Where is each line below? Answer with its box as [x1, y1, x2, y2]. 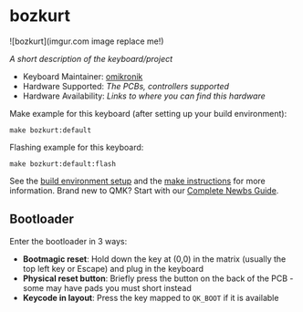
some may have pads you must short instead [22, 282, 192, 293]
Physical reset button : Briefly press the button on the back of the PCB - [22, 273, 294, 284]
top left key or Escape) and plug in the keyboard [22, 263, 204, 274]
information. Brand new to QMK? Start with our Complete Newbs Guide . [9, 184, 279, 196]
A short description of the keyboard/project [9, 53, 173, 64]
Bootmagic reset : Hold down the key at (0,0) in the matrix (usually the [22, 253, 287, 265]
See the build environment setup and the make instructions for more [9, 175, 266, 186]
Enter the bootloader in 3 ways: [9, 235, 128, 246]
